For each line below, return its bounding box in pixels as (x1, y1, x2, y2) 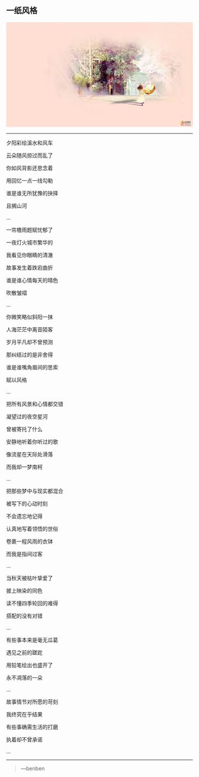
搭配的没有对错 (6, 612, 43, 619)
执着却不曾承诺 (6, 736, 43, 743)
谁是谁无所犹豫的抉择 (6, 190, 58, 197)
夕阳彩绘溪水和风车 (6, 139, 53, 146)
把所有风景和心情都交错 (6, 401, 63, 408)
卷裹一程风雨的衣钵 (6, 538, 53, 545)
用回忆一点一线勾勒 (6, 177, 53, 184)
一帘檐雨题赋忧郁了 (6, 226, 53, 234)
